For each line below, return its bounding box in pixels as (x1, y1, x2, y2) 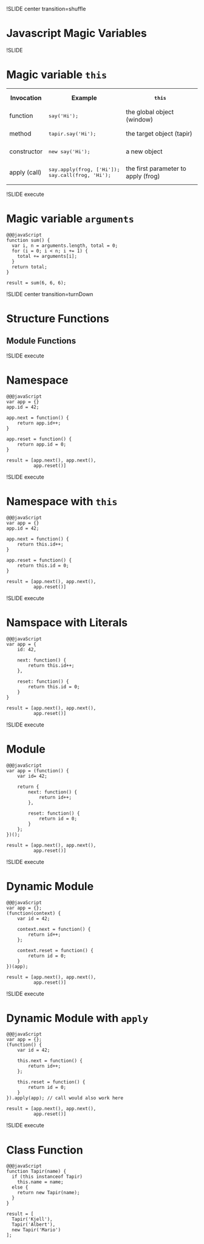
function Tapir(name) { (6, 1169, 67, 1175)
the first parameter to (126, 164, 186, 173)
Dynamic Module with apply (6, 1011, 149, 1025)
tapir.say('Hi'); (48, 130, 97, 137)
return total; (12, 264, 47, 270)
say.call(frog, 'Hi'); (48, 171, 111, 178)
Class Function (6, 1143, 83, 1157)
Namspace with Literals (6, 615, 128, 629)
